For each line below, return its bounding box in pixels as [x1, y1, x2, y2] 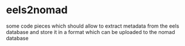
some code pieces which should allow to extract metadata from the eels [6, 22, 180, 29]
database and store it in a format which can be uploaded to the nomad [6, 28, 175, 35]
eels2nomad [6, 3, 68, 17]
